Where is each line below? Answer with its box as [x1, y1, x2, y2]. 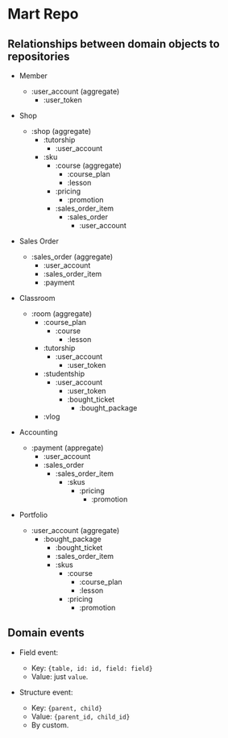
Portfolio [19, 510, 48, 519]
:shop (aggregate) [31, 127, 92, 136]
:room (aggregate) [31, 309, 92, 319]
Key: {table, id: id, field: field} [31, 663, 153, 673]
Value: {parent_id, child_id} [31, 711, 131, 721]
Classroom [19, 294, 56, 302]
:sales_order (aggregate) [31, 252, 114, 261]
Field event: [19, 647, 59, 657]
